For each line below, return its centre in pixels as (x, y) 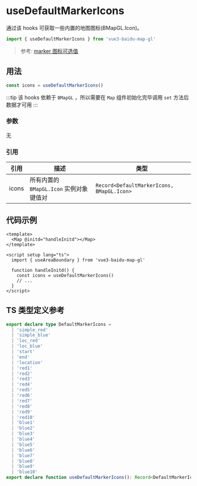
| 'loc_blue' (27, 346)
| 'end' (21, 357)
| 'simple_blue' (31, 335)
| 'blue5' (23, 445)
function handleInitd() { (43, 270)
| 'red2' (22, 374)
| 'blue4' (23, 440)
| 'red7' (22, 401)
